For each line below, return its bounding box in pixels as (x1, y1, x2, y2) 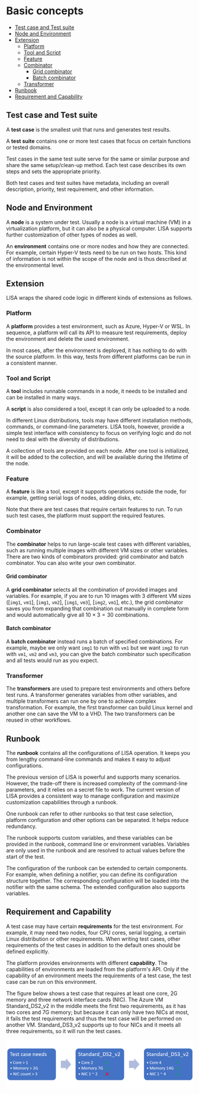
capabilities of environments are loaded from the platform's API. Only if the (6, 965, 189, 973)
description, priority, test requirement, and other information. (6, 185, 155, 193)
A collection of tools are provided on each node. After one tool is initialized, (6, 447, 190, 454)
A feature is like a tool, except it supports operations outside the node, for (6, 488, 187, 495)
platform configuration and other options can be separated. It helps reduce (6, 817, 189, 824)
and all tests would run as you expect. (6, 657, 99, 664)
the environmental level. (6, 261, 65, 268)
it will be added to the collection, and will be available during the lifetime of (6, 453, 188, 460)
